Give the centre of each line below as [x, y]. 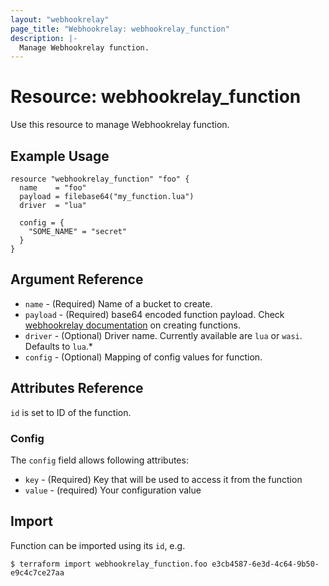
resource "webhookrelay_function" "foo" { [100, 179]
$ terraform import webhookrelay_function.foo [109, 564]
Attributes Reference [77, 388]
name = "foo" [53, 188]
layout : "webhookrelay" [60, 19]
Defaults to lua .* [58, 346]
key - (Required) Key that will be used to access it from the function [163, 479]
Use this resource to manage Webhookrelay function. [120, 125]
